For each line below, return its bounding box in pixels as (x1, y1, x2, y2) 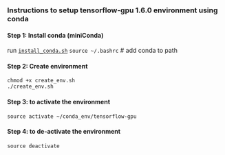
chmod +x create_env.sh (7, 77, 76, 84)
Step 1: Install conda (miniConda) (7, 31, 104, 39)
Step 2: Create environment (7, 62, 88, 70)
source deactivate (7, 143, 60, 150)
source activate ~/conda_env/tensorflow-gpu (7, 112, 137, 120)
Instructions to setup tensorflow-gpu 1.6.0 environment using (7, 5, 218, 15)
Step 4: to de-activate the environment (7, 128, 121, 136)
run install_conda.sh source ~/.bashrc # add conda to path (7, 47, 178, 55)
